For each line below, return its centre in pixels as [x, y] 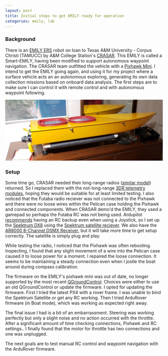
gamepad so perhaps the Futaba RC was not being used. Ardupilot [74, 214]
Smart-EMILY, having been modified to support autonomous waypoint [77, 60]
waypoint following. [25, 92]
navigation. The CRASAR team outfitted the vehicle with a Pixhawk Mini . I [80, 66]
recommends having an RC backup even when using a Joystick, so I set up [82, 220]
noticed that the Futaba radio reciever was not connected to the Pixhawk [80, 199]
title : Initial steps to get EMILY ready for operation [64, 16]
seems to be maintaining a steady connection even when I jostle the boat [80, 261]
